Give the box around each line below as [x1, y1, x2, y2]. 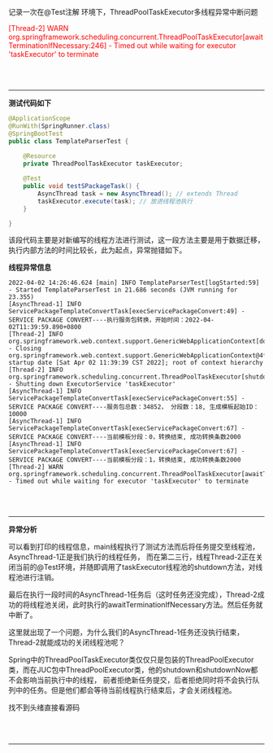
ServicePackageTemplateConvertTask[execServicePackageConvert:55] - [8, 394, 245, 403]
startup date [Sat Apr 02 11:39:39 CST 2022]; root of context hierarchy [8, 359, 264, 367]
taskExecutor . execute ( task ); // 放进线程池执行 [37, 197, 193, 205]
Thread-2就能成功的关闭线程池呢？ [8, 637, 126, 647]
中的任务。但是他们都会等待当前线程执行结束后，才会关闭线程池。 [15, 685, 236, 695]
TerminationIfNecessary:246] [8, 41, 107, 50]
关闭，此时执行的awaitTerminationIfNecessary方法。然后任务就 [50, 600, 263, 610]
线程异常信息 [8, 263, 51, 273]
